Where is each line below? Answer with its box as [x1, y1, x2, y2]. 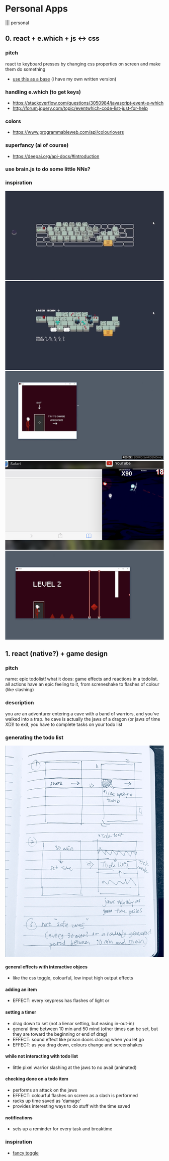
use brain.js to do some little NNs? [5, 165, 91, 173]
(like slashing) [5, 687, 34, 693]
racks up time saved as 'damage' [12, 1098, 81, 1104]
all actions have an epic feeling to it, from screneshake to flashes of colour [5, 681, 159, 687]
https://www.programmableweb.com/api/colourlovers [12, 129, 124, 135]
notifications [5, 1115, 33, 1121]
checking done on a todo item [5, 1076, 69, 1082]
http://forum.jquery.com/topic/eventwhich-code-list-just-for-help [12, 105, 148, 111]
